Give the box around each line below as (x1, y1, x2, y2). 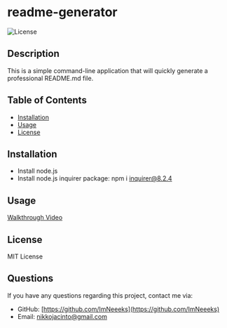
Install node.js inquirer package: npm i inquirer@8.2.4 (17, 174, 173, 183)
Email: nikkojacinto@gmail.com (17, 312, 107, 320)
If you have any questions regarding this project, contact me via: (7, 291, 193, 299)
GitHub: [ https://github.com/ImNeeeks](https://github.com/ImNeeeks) (17, 305, 220, 313)
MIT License (7, 252, 43, 261)
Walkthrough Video (7, 214, 63, 222)
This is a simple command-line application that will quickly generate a (7, 66, 208, 74)
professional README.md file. (7, 74, 94, 82)
